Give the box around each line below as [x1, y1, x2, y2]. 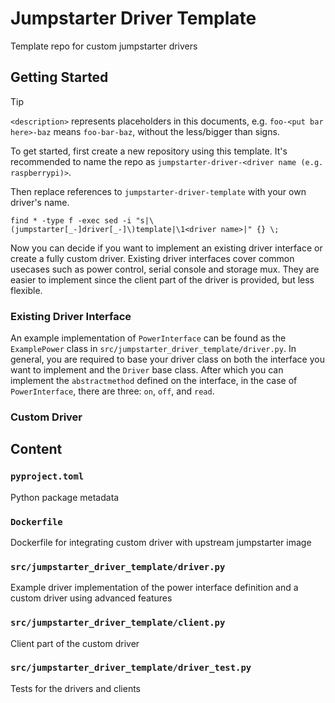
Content [10, 441, 63, 458]
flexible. [10, 284, 43, 296]
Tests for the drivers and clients [10, 682, 142, 694]
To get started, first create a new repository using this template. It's [10, 145, 288, 157]
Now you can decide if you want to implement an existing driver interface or [10, 242, 323, 254]
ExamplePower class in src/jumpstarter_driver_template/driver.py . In [10, 343, 297, 355]
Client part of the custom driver [10, 637, 140, 649]
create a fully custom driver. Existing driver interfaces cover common [10, 252, 295, 264]
